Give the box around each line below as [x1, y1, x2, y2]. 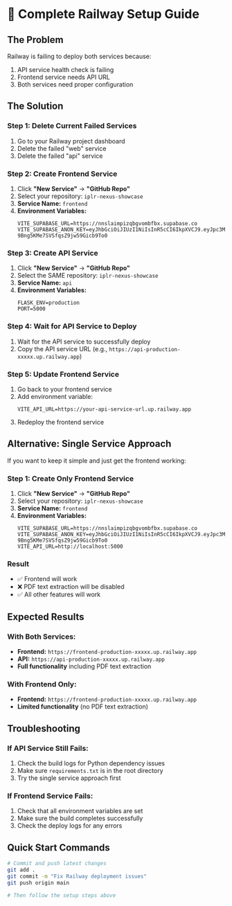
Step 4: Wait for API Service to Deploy [7, 321, 137, 331]
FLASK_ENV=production [17, 299, 80, 307]
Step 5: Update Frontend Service [7, 369, 120, 379]
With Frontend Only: [7, 679, 77, 689]
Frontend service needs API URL [17, 73, 111, 81]
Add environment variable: [17, 392, 93, 400]
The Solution [7, 100, 64, 112]
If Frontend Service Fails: [7, 791, 93, 801]
